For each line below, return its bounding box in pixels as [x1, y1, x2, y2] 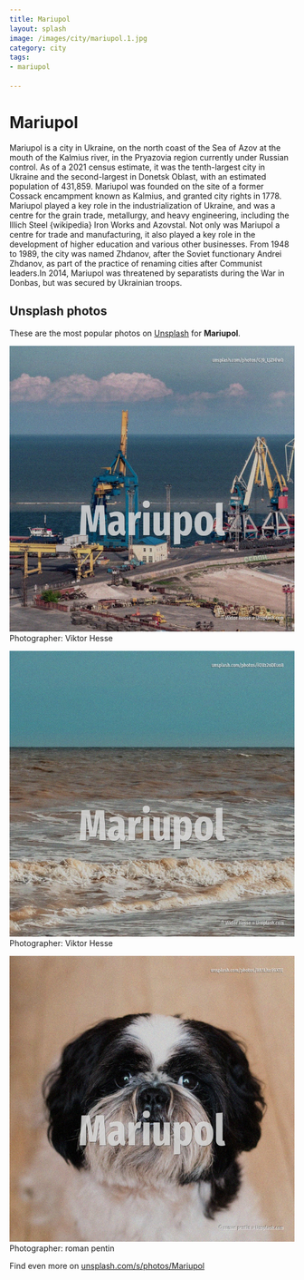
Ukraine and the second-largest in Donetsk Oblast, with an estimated [9, 171, 267, 181]
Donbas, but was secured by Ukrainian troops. [9, 277, 183, 288]
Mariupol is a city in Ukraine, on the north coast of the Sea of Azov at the [9, 142, 281, 153]
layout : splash [9, 24, 67, 34]
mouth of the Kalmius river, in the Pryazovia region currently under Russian [9, 151, 290, 162]
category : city [9, 44, 67, 53]
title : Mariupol [9, 15, 71, 24]
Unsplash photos [9, 304, 108, 319]
